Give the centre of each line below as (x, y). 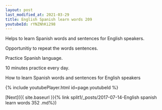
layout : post (19, 10)
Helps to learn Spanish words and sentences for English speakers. (75, 39)
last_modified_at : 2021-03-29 (37, 15)
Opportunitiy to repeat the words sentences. (52, 48)
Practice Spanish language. (34, 58)
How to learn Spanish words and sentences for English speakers (73, 78)
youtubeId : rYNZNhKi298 (31, 24)
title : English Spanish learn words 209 (49, 19)
